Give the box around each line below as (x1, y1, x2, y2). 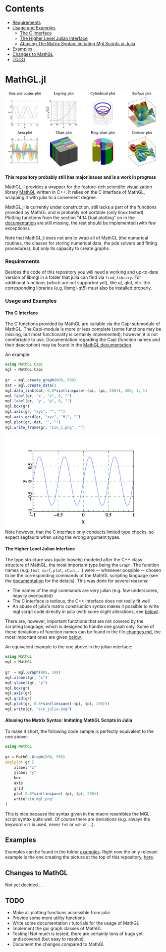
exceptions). (5, 225, 31, 231)
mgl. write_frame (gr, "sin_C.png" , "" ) (5, 425, 85, 430)
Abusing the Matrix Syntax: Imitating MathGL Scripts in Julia (5, 717, 132, 723)
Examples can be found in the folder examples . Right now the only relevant (5, 849, 158, 855)
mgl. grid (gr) (5, 696, 32, 701)
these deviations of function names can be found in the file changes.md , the (5, 629, 161, 635)
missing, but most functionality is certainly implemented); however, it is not (5, 332, 158, 338)
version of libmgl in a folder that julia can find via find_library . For (5, 274, 141, 280)
